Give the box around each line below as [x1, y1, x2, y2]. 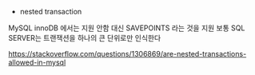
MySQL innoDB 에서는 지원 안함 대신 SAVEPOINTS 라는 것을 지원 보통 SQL [8, 23, 245, 33]
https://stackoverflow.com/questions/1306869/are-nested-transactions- [8, 49, 247, 58]
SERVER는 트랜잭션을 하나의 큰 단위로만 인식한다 [8, 34, 161, 42]
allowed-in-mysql [8, 57, 66, 67]
